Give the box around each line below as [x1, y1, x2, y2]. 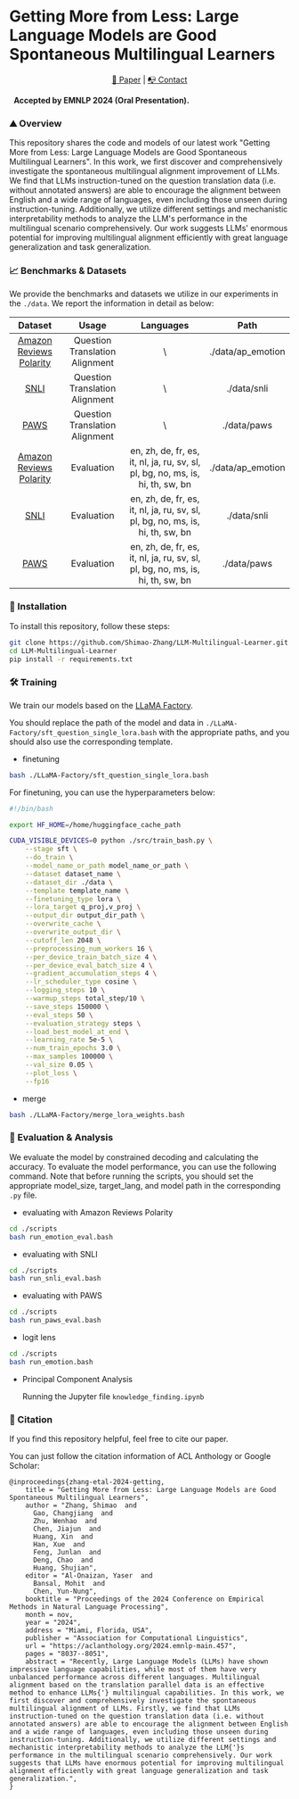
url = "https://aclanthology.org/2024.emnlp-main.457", [25, 1642, 238, 1651]
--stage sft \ [25, 845, 77, 854]
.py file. [9, 1190, 37, 1200]
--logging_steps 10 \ [25, 986, 105, 995]
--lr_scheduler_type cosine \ [25, 977, 138, 987]
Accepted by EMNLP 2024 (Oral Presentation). [12, 95, 190, 105]
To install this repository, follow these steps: [9, 620, 171, 631]
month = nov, [25, 1611, 74, 1620]
